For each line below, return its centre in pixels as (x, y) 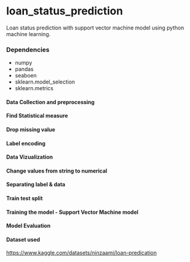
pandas (24, 69)
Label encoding (26, 143)
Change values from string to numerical (57, 171)
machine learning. (28, 34)
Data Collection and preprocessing (50, 102)
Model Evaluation (28, 226)
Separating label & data (36, 184)
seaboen (26, 76)
